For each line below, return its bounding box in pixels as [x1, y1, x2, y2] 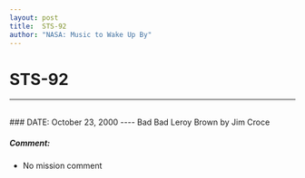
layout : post [9, 13, 59, 23]
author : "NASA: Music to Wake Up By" [9, 30, 152, 39]
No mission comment [22, 160, 103, 172]
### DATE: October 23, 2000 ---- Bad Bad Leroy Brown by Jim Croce [9, 117, 271, 127]
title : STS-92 [9, 22, 67, 31]
